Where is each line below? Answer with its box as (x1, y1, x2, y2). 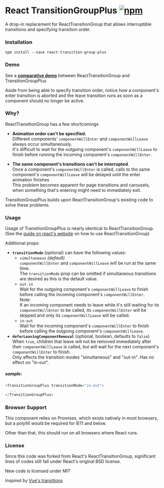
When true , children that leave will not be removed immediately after (12, 338, 151, 344)
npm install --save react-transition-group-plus (5, 50, 107, 55)
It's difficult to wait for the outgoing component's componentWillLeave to (12, 146, 158, 152)
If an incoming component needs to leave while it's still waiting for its (19, 302, 160, 308)
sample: (5, 370, 22, 376)
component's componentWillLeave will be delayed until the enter (12, 171, 141, 177)
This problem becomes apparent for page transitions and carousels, (12, 182, 150, 188)
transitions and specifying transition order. (5, 26, 91, 32)
